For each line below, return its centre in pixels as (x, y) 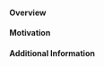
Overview (28, 12)
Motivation (30, 33)
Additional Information (52, 53)
